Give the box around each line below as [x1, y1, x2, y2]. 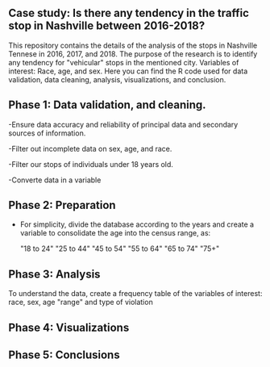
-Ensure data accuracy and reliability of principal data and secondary [8, 119, 239, 129]
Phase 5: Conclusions [8, 348, 120, 362]
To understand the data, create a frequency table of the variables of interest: [8, 289, 263, 298]
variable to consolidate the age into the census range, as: [19, 228, 211, 238]
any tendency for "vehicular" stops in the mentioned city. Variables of [8, 57, 239, 67]
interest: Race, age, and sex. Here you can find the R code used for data [8, 66, 248, 76]
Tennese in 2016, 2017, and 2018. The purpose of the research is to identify [8, 48, 258, 59]
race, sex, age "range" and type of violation [8, 298, 153, 307]
